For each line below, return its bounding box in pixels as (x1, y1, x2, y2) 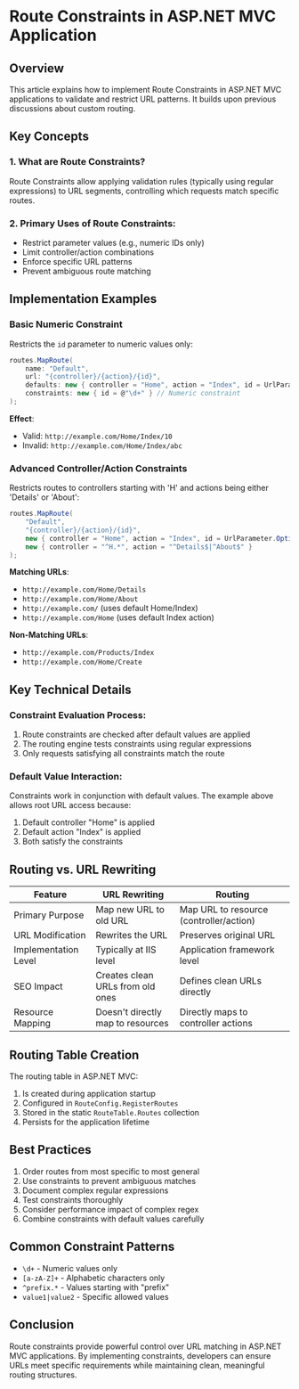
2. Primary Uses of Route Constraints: (9, 217, 176, 229)
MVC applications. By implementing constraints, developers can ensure (9, 1350, 271, 1360)
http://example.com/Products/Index (21, 649, 155, 658)
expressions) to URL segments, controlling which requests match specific (9, 185, 279, 196)
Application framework (179, 944, 275, 956)
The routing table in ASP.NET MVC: (9, 1071, 139, 1082)
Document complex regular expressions (21, 1185, 169, 1196)
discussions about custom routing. (9, 103, 136, 113)
